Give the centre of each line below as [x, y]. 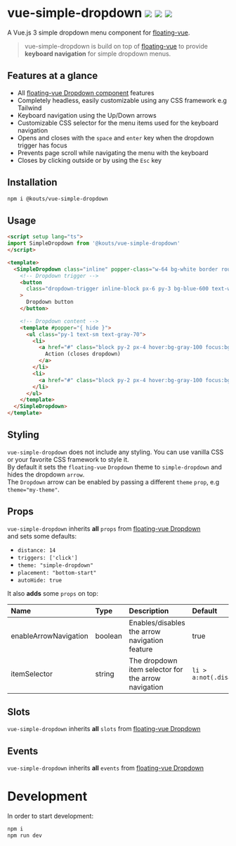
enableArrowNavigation [50, 636]
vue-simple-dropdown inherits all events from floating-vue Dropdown [106, 768]
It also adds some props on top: [53, 593]
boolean [109, 636]
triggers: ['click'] [47, 558]
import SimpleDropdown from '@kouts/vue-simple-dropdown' [94, 244]
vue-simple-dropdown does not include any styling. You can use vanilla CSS [116, 452]
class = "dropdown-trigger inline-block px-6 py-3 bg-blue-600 [117, 289]
